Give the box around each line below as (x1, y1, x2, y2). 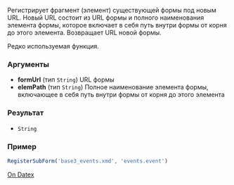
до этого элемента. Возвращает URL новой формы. (7, 28, 162, 37)
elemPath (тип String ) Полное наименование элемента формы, (17, 83, 209, 91)
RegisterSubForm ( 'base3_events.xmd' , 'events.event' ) (7, 158, 169, 165)
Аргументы (7, 59, 49, 69)
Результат (7, 108, 44, 118)
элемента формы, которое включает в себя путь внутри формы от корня (7, 21, 227, 29)
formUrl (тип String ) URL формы (17, 75, 115, 84)
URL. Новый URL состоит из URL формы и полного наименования (7, 13, 204, 22)
